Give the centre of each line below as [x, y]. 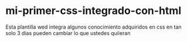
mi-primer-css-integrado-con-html [93, 11]
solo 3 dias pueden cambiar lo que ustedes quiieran [68, 33]
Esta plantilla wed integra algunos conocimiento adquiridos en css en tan [94, 27]
